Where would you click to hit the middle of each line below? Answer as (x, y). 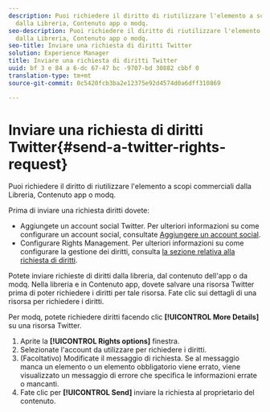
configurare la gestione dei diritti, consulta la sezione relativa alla (127, 252)
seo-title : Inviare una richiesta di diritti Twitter (100, 46)
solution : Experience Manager (59, 53)
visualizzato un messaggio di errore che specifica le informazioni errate (138, 376)
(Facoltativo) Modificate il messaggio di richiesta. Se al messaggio (129, 358)
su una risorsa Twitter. (45, 326)
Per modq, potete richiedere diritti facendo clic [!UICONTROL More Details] (134, 317)
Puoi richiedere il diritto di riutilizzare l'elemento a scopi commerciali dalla (130, 187)
